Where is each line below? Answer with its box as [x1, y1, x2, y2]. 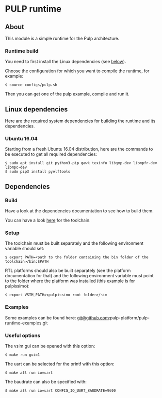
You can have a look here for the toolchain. [5, 217, 91, 223]
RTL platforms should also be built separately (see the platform [5, 268, 131, 273]
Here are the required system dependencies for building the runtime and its [5, 118, 156, 124]
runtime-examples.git [5, 320, 48, 326]
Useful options [5, 332, 41, 339]
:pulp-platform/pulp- [108, 315, 150, 320]
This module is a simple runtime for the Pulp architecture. [5, 35, 120, 41]
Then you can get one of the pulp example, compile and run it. [5, 91, 130, 97]
